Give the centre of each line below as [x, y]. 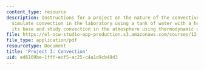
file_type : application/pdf [42, 40]
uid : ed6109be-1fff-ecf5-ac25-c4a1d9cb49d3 [62, 57]
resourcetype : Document [36, 46]
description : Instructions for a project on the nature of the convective [103, 18]
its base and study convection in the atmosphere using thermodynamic [103, 29]
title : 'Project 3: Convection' [47, 52]
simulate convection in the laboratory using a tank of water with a [101, 23]
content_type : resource [36, 12]
